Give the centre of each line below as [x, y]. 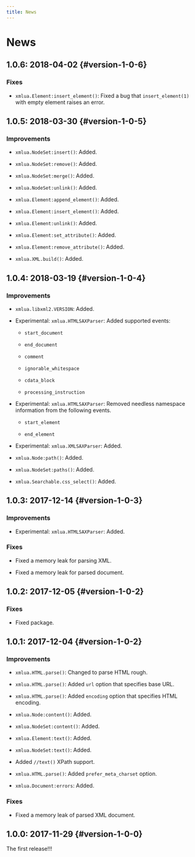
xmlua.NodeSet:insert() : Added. [56, 152]
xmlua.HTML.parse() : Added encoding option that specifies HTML [96, 696]
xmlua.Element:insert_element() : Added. [67, 211]
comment [34, 357]
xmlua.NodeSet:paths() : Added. [55, 470]
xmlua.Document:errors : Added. [55, 786]
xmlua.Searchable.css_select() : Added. [65, 481]
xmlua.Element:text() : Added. [53, 738]
